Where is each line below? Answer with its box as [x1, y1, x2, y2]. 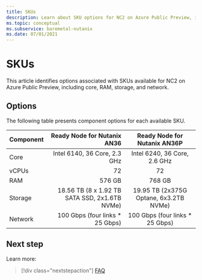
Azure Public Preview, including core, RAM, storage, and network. [6, 84, 170, 91]
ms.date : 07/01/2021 [6, 31, 58, 37]
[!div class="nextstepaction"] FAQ [20, 267, 105, 274]
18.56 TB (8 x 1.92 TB [57, 186, 122, 194]
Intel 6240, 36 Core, [131, 149, 189, 157]
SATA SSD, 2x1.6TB [65, 194, 122, 202]
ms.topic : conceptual [6, 20, 61, 26]
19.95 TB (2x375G [133, 186, 188, 194]
